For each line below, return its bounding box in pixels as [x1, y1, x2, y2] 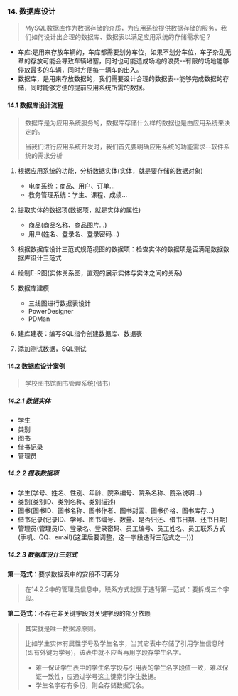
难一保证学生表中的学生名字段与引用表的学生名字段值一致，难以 [35, 663, 222, 672]
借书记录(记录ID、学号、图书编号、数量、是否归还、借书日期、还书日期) [17, 515, 228, 524]
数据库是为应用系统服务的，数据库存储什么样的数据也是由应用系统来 [24, 118, 225, 127]
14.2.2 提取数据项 [7, 469, 59, 478]
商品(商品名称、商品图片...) [28, 221, 107, 229]
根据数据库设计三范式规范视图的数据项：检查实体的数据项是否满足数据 [17, 244, 224, 253]
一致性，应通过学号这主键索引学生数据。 [41, 672, 161, 680]
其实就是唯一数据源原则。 [24, 624, 100, 633]
